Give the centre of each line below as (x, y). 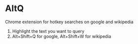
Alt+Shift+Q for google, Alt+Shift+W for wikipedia (61, 36)
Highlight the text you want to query (48, 31)
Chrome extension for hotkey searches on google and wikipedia (69, 22)
